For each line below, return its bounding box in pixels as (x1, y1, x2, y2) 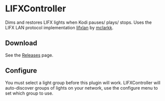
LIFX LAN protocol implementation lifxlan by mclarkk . (5, 24, 114, 30)
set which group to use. (5, 90, 54, 96)
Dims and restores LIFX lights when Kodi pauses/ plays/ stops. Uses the (5, 19, 152, 25)
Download (5, 39, 37, 48)
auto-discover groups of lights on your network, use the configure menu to (5, 85, 158, 91)
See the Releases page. (5, 52, 54, 58)
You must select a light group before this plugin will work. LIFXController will (5, 80, 161, 86)
